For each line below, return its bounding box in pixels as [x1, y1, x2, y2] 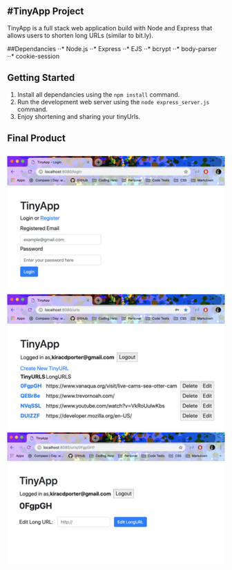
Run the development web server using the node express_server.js [17, 97, 210, 106]
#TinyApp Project [7, 6, 84, 17]
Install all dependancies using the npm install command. [17, 90, 180, 99]
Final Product [7, 133, 66, 144]
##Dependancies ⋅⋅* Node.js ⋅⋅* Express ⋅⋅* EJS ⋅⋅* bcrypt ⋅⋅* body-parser [7, 44, 217, 53]
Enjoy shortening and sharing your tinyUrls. [17, 112, 141, 120]
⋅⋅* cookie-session [7, 52, 60, 60]
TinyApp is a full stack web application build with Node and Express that [7, 23, 213, 32]
